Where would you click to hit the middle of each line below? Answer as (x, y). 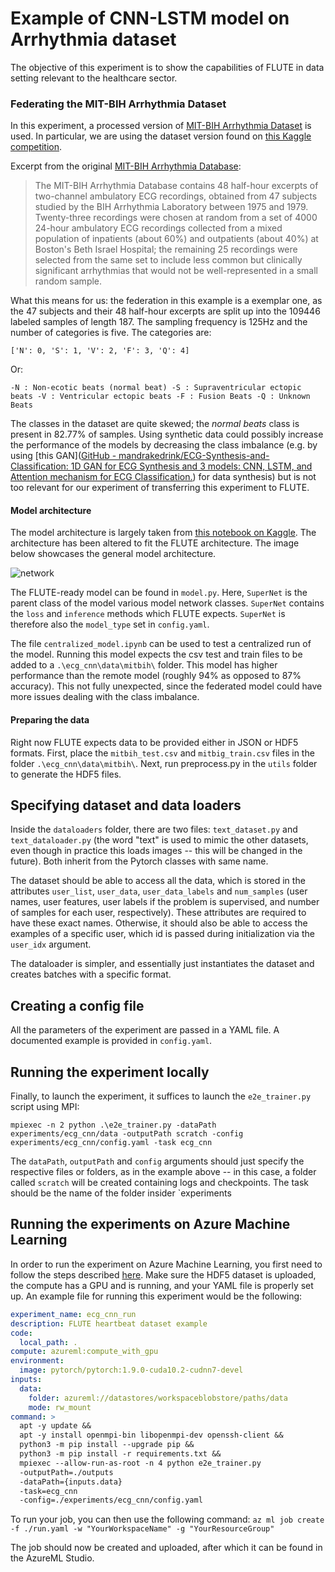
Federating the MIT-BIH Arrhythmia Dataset (118, 104)
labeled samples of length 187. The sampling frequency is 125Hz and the (159, 322)
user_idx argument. (51, 944)
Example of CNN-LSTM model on (150, 18)
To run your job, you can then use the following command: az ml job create (167, 1519)
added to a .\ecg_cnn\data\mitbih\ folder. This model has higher (144, 665)
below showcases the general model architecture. (113, 554)
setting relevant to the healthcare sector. (94, 78)
